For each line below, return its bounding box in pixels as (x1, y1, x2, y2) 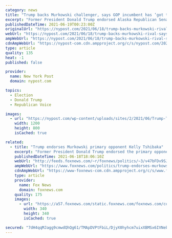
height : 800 (14, 126, 40, 131)
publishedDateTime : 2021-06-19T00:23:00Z (5, 21, 95, 27)
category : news (5, 7, 38, 13)
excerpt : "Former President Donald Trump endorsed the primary (14, 149, 153, 154)
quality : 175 (14, 192, 42, 197)
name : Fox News (18, 182, 52, 187)
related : (5, 139, 24, 145)
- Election (10, 93, 33, 98)
